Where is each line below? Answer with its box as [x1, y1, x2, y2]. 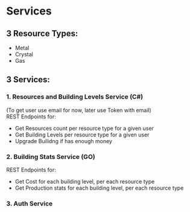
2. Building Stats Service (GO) [6, 152, 95, 161]
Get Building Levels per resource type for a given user [14, 131, 150, 138]
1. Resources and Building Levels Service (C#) [6, 92, 144, 101]
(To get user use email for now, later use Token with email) [6, 106, 152, 114]
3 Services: [6, 74, 50, 85]
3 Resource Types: [6, 28, 78, 39]
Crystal [14, 51, 33, 58]
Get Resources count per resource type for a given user [14, 124, 154, 132]
